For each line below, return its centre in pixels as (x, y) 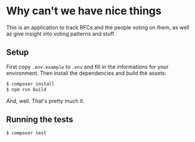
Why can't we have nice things (84, 11)
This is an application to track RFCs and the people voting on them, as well (98, 27)
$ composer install (30, 84)
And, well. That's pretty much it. (45, 101)
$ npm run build (26, 89)
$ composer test (26, 133)
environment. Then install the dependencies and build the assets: (86, 73)
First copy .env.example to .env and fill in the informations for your (87, 67)
